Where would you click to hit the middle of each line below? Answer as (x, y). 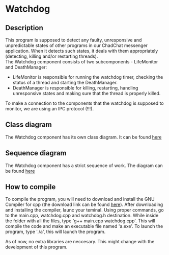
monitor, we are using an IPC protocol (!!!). (50, 109)
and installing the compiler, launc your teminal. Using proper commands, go (84, 210)
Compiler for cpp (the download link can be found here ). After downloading (84, 204)
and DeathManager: (26, 67)
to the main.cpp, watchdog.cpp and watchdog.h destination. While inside (82, 216)
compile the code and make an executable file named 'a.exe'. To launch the (84, 226)
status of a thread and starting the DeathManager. (65, 83)
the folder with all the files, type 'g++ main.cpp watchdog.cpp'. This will (80, 221)
